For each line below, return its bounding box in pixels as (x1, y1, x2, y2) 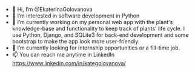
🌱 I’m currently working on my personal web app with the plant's (12, 19, 173, 25)
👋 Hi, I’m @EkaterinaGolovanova (12, 6, 93, 13)
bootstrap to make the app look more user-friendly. (12, 38, 140, 45)
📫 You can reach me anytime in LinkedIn (12, 51, 115, 58)
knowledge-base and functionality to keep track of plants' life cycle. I (12, 25, 185, 32)
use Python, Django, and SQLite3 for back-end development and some (12, 31, 189, 39)
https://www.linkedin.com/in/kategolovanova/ (12, 60, 126, 66)
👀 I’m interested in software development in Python (12, 12, 140, 19)
